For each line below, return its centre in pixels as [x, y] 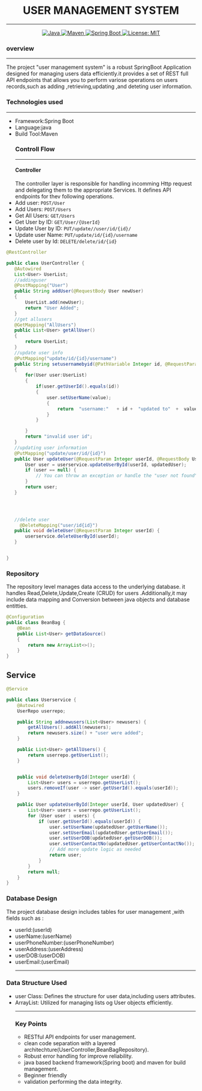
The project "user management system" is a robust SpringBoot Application [99, 68]
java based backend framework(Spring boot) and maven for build [105, 1063]
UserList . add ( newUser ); [55, 303]
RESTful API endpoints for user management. [80, 1037]
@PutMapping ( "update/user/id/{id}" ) [60, 453]
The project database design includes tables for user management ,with [95, 911]
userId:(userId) [33, 929]
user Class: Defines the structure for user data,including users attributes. [105, 996]
